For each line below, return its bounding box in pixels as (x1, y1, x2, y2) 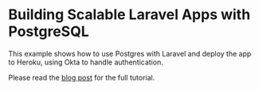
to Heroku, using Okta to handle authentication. (8, 57, 163, 67)
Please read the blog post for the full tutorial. (8, 72, 155, 82)
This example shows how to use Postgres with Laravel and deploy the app (8, 49, 252, 58)
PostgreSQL (8, 22, 89, 41)
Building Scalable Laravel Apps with (8, 6, 251, 24)
